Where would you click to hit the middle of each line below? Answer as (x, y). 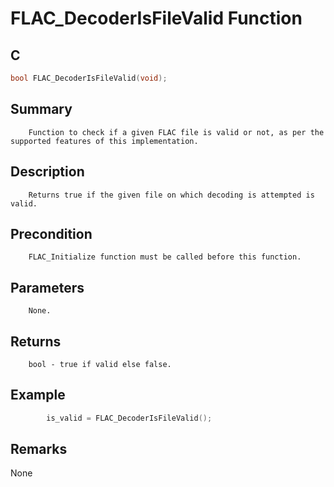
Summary (41, 109)
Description (47, 172)
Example (38, 395)
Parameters (47, 287)
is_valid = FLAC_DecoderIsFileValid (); (129, 418)
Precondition (51, 233)
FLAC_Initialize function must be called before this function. (165, 257)
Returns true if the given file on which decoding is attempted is (171, 195)
